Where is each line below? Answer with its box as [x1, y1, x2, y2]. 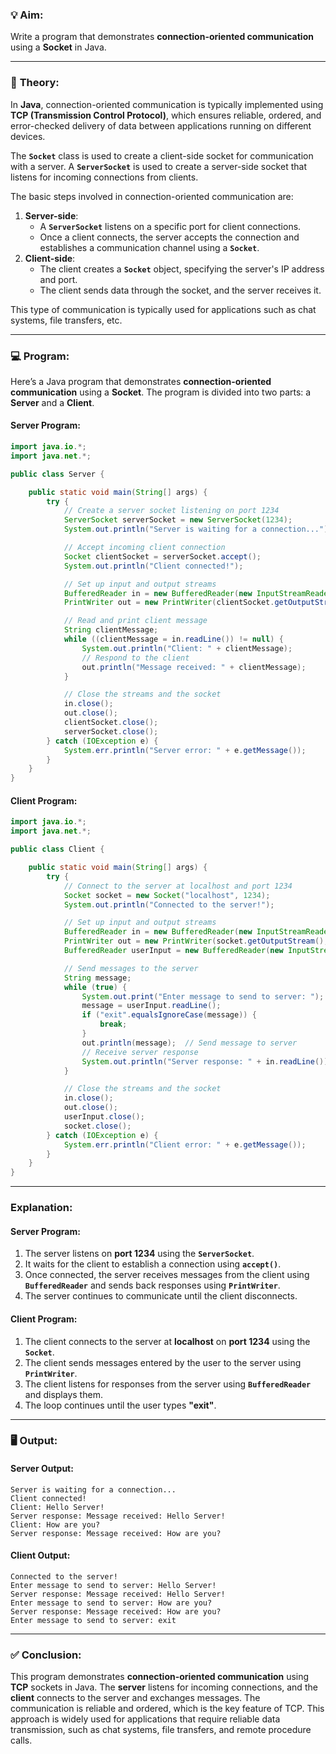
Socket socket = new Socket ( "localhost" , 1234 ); [63, 890, 271, 900]
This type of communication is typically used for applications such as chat [10, 303, 317, 315]
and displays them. [24, 1388, 103, 1400]
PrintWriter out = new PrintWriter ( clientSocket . [63, 598, 275, 608]
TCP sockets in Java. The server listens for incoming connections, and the [10, 1681, 318, 1693]
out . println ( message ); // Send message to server [81, 1038, 298, 1048]
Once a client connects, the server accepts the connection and [39, 231, 300, 243]
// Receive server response [81, 1047, 199, 1057]
